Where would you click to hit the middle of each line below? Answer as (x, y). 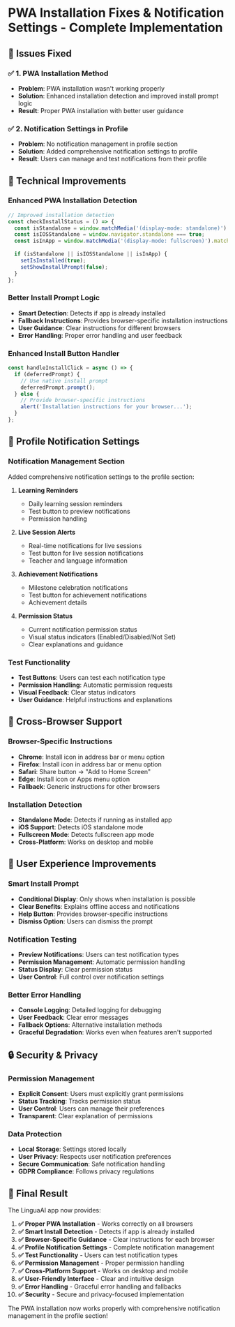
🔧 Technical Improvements (67, 180)
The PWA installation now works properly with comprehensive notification (114, 1308)
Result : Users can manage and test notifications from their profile (112, 159)
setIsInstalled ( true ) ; (53, 260)
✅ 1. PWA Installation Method (58, 73)
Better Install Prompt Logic (54, 298)
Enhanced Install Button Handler (64, 353)
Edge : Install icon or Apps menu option (74, 779)
